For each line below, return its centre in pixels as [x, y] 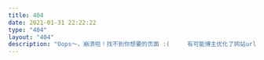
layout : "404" [31, 37]
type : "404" [27, 30]
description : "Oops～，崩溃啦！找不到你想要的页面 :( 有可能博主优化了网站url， [135, 44]
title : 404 [26, 15]
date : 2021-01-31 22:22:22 [52, 23]
